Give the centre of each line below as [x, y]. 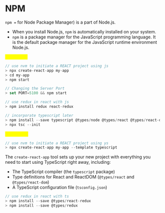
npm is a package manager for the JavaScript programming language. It [84, 37]
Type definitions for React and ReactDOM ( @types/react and [73, 177]
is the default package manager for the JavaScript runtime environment [84, 42]
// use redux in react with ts [37, 197]
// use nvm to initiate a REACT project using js [57, 66]
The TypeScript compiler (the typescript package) [64, 172]
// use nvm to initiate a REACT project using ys [57, 143]
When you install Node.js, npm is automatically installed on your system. [84, 31]
